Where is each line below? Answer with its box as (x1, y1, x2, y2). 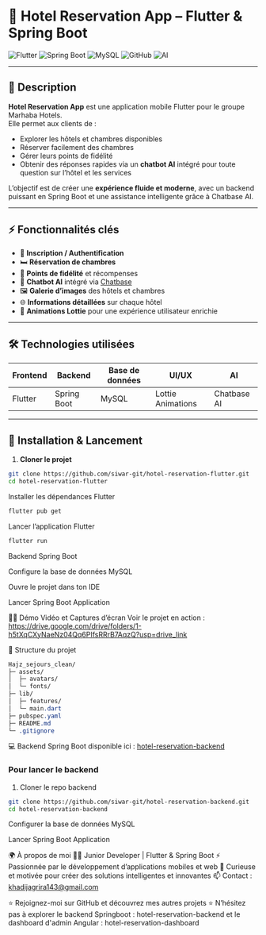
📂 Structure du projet (8, 644, 77, 654)
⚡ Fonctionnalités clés (8, 223, 120, 237)
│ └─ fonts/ (8, 683, 51, 691)
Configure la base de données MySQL (8, 567, 133, 576)
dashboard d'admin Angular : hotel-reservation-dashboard (8, 918, 199, 928)
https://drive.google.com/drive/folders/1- (8, 621, 142, 630)
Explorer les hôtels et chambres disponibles (19, 134, 163, 144)
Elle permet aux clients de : (8, 118, 97, 128)
